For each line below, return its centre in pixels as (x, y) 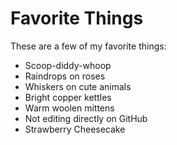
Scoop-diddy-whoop (68, 65)
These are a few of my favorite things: (88, 46)
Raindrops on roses (65, 76)
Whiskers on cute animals (78, 86)
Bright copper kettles (68, 97)
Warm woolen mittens (69, 108)
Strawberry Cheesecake (75, 129)
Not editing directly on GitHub (86, 118)
